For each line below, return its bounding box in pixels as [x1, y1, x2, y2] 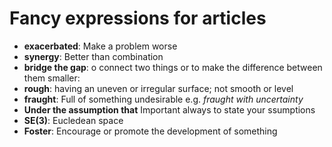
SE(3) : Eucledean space [23, 114, 124, 126]
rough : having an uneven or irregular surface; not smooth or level [23, 82, 294, 94]
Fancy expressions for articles [9, 7, 267, 30]
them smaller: [23, 72, 81, 84]
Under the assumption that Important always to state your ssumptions [23, 103, 316, 116]
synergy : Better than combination [23, 50, 164, 62]
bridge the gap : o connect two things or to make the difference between [23, 61, 323, 73]
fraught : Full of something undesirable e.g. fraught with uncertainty [23, 93, 304, 105]
